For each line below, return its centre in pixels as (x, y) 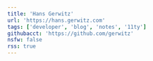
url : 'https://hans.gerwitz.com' (56, 20)
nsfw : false (25, 40)
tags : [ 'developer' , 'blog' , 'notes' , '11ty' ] (77, 27)
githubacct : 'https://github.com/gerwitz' (71, 33)
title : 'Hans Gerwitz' (41, 14)
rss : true (22, 46)
